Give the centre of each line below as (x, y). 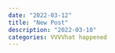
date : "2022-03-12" (40, 15)
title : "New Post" (38, 23)
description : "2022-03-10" (52, 30)
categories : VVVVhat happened (58, 37)
